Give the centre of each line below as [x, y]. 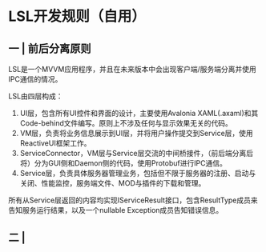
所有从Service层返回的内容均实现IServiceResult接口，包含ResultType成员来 [133, 200]
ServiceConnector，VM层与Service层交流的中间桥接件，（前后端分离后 [137, 153]
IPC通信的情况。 [35, 79]
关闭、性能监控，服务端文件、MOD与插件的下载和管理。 [113, 183]
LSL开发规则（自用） [77, 16]
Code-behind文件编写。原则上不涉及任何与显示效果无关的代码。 [126, 123]
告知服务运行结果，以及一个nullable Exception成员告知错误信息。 [116, 210]
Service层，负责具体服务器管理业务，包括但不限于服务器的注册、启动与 [138, 173]
